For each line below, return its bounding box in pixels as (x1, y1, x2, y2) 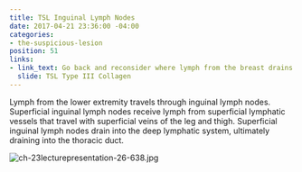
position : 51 (9, 47, 59, 56)
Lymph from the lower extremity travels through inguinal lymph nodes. (9, 96, 271, 107)
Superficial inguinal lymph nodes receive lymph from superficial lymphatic (9, 105, 287, 117)
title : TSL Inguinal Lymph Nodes (9, 13, 136, 23)
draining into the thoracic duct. (9, 134, 125, 145)
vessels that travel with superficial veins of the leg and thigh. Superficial (9, 115, 278, 126)
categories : (9, 30, 54, 39)
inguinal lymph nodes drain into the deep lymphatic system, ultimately (9, 125, 270, 136)
